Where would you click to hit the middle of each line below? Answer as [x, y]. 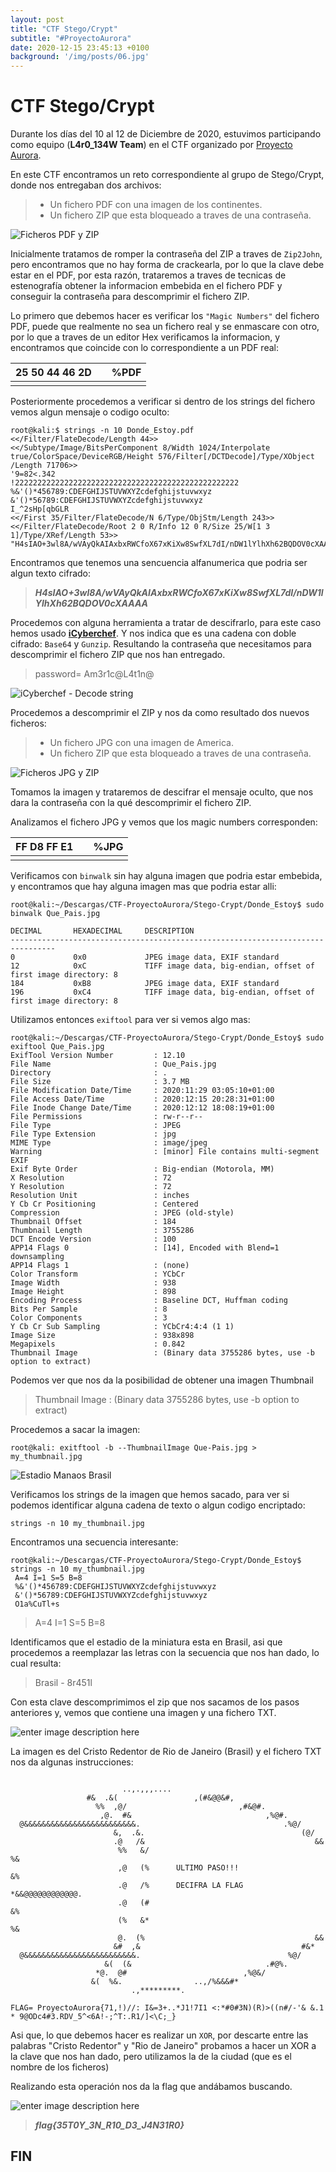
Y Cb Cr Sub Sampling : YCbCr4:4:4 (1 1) [122, 1327]
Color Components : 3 [89, 1318]
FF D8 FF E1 [44, 847]
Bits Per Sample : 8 [89, 1309]
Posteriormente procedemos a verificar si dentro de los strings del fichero [163, 402]
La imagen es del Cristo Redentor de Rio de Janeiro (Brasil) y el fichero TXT [166, 1752]
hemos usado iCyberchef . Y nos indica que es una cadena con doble [153, 633]
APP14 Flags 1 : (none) [100, 1266]
